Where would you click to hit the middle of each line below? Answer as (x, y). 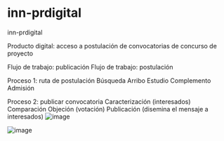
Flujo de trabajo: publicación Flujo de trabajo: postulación (90, 67)
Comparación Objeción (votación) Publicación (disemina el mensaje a (108, 109)
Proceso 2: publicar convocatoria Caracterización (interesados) (99, 101)
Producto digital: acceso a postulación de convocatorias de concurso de (112, 46)
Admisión (21, 88)
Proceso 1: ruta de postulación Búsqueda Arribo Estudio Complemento (109, 80)
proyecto (20, 53)
